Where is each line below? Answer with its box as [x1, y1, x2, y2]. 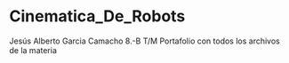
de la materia [9, 44, 58, 55]
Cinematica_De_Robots [9, 6, 186, 27]
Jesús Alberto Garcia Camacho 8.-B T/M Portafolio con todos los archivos [9, 35, 280, 46]
